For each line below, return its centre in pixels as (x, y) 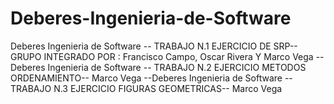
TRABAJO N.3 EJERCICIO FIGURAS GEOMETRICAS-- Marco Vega (146, 88)
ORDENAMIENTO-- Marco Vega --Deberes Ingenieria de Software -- (151, 78)
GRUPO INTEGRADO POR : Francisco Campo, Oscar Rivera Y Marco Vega (162, 56)
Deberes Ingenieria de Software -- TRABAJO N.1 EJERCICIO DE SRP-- (154, 46)
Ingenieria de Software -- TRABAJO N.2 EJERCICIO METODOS (177, 67)
